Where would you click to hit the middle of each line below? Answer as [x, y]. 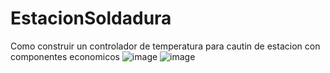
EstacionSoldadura [91, 18]
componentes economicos [65, 56]
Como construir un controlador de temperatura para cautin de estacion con [165, 46]
